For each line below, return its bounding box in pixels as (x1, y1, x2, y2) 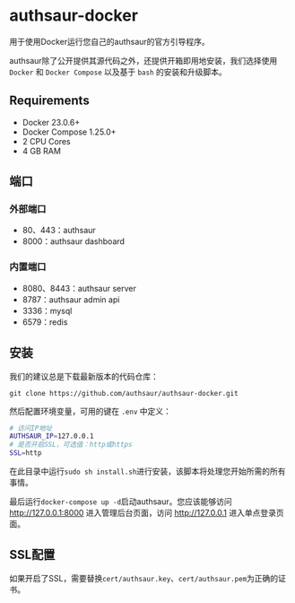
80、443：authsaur (22, 225, 96, 236)
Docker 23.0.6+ (22, 117, 81, 127)
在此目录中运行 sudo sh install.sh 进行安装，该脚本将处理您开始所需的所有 (9, 466, 286, 476)
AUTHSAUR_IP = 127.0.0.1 (9, 432, 94, 441)
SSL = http (9, 449, 42, 458)
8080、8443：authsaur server (22, 283, 136, 293)
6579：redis (22, 316, 68, 328)
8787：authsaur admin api (22, 293, 120, 305)
